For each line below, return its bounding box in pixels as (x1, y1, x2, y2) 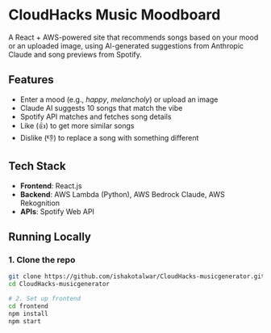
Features (8, 73, 54, 86)
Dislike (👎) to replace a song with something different (19, 133, 199, 142)
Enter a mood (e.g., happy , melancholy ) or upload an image (19, 95, 219, 104)
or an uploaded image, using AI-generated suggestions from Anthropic (8, 40, 244, 50)
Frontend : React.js (19, 180, 82, 191)
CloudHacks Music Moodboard (8, 6, 221, 24)
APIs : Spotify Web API (19, 206, 95, 216)
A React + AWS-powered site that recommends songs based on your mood (8, 32, 259, 42)
